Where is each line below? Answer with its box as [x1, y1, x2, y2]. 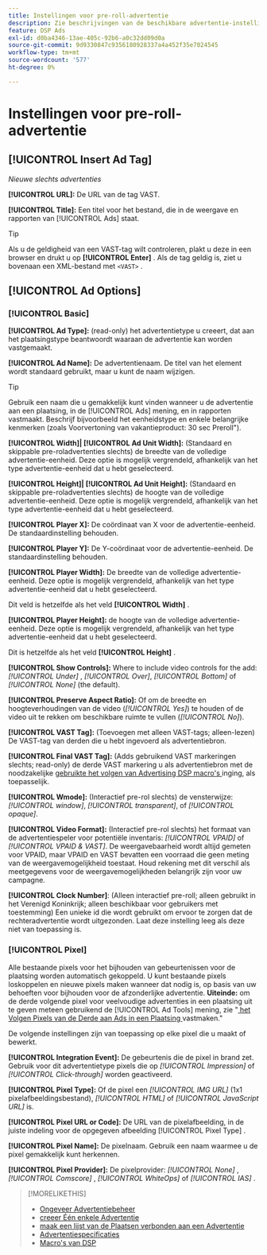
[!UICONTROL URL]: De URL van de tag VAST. [8, 189, 161, 199]
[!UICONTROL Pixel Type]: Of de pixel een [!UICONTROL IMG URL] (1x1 [8, 1085, 243, 1094]
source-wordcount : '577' [8, 56, 91, 64]
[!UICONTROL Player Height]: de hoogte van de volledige [8, 616, 199, 625]
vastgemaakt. [8, 343, 53, 352]
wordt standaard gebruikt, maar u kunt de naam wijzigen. [8, 367, 195, 376]
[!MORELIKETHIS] [27, 1188, 87, 1198]
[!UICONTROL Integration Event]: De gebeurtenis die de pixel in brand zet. [8, 1052, 254, 1062]
